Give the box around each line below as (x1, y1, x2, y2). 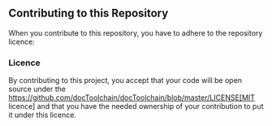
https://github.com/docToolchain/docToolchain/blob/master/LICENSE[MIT (8, 93, 256, 102)
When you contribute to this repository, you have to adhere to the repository (8, 28, 263, 37)
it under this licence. (8, 110, 77, 120)
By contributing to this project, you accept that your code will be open (8, 76, 242, 85)
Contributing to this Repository (8, 7, 169, 20)
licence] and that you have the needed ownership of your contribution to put (8, 102, 264, 111)
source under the (8, 85, 67, 94)
